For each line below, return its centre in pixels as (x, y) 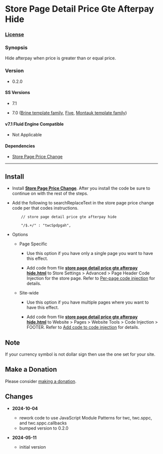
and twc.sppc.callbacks (43, 423)
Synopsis (16, 48)
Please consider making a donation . (41, 381)
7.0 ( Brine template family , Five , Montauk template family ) (69, 112)
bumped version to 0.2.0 (44, 428)
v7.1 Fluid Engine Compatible (34, 124)
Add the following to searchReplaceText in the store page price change (83, 203)
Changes (19, 397)
